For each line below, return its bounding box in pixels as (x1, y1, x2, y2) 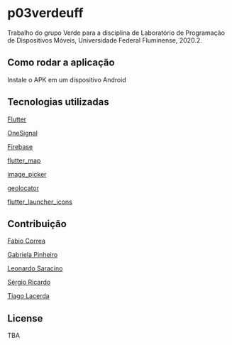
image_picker (7, 170, 47, 178)
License (7, 312, 43, 324)
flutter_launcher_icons (7, 197, 72, 206)
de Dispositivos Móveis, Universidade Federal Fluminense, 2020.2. (7, 35, 202, 44)
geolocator (7, 183, 40, 192)
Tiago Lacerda (7, 292, 50, 300)
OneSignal (7, 128, 38, 137)
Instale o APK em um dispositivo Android (7, 75, 126, 84)
